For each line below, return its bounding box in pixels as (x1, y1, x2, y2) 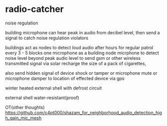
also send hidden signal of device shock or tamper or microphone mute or (5, 70, 158, 76)
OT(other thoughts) (5, 104, 45, 110)
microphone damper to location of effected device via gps (5, 75, 125, 81)
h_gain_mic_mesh (5, 115, 42, 121)
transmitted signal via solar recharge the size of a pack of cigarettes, (5, 60, 146, 66)
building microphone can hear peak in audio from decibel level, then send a (5, 29, 161, 35)
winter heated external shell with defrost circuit (5, 85, 102, 91)
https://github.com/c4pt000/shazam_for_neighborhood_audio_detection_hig (5, 110, 162, 116)
